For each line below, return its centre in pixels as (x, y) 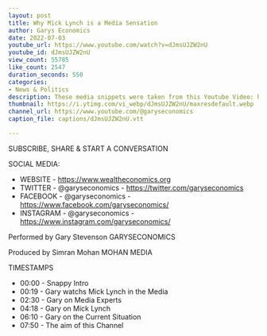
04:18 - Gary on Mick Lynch (65, 308)
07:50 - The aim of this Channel (72, 325)
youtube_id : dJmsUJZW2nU (49, 52)
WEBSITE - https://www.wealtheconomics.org (95, 179)
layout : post (30, 15)
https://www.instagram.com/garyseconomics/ (95, 221)
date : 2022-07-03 (37, 38)
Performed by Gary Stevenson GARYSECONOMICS (92, 237)
